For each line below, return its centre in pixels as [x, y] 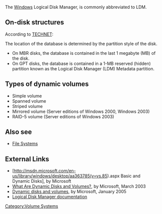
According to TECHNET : [29, 34]
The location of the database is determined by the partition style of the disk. [81, 43]
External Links [27, 159]
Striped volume [27, 106]
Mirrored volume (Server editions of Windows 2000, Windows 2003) [81, 111]
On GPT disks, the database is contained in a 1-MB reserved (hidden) [81, 64]
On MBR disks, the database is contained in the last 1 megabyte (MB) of [84, 53]
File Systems [25, 144]
